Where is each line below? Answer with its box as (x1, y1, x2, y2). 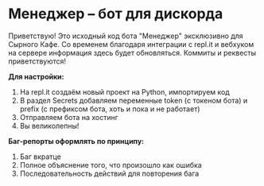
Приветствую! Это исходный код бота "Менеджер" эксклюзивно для (8, 31, 244, 41)
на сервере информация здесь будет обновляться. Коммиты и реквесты (8, 48, 257, 57)
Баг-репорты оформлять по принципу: (8, 136, 145, 145)
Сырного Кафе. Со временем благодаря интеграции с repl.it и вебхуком (8, 39, 254, 48)
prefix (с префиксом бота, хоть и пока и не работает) (19, 104, 200, 114)
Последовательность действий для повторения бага (19, 169, 200, 178)
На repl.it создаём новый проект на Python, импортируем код (19, 87, 231, 96)
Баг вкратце (19, 152, 61, 161)
